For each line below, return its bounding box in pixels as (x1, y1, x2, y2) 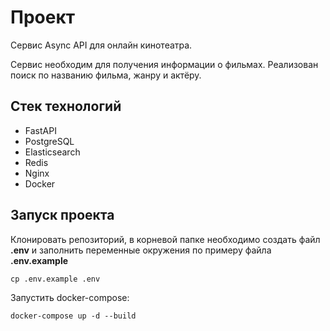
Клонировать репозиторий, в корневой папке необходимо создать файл (10, 233, 321, 245)
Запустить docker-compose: (10, 291, 130, 303)
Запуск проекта (10, 207, 115, 224)
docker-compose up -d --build (10, 311, 137, 321)
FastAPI (24, 124, 57, 136)
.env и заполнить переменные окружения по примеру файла (10, 244, 272, 256)
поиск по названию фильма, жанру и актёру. (10, 69, 202, 81)
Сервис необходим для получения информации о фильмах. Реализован (10, 58, 319, 70)
